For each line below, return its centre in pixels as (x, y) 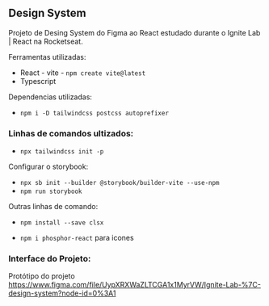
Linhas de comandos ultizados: (71, 133)
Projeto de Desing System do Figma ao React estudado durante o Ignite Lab (134, 32)
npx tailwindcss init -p (62, 152)
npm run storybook (51, 192)
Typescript (38, 81)
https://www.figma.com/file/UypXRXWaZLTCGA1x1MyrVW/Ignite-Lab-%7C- (134, 285)
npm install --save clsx (62, 223)
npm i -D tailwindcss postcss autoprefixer (95, 113)
